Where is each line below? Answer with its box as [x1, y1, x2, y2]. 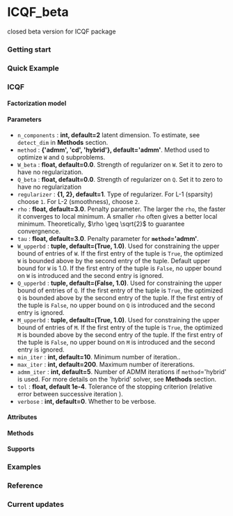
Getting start [7, 45, 51, 54]
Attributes [7, 413, 38, 421]
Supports [7, 445, 35, 453]
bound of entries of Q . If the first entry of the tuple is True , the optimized [17, 286, 223, 295]
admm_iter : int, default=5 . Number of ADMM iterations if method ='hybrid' [17, 367, 227, 376]
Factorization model [7, 99, 67, 108]
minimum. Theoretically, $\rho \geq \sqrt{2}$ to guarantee [17, 219, 185, 228]
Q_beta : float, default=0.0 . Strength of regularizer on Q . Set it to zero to [17, 175, 223, 183]
